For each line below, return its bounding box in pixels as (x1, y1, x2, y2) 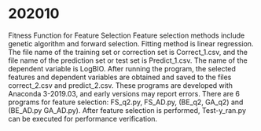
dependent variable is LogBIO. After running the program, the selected (8, 64, 236, 73)
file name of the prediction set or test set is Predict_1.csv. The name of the (8, 56, 248, 65)
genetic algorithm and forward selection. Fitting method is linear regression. (8, 38, 254, 48)
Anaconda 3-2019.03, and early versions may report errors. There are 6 (8, 89, 240, 98)
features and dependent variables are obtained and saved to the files (8, 72, 232, 82)
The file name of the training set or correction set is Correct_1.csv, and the (8, 47, 248, 56)
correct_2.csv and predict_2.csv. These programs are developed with (8, 80, 233, 90)
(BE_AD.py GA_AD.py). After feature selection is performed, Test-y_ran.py (8, 105, 246, 115)
